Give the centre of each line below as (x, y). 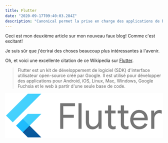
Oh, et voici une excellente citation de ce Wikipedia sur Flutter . (69, 60)
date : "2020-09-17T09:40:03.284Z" (41, 16)
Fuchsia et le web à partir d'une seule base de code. (71, 86)
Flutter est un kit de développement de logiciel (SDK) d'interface (83, 70)
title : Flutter (21, 10)
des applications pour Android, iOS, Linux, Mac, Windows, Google (85, 81)
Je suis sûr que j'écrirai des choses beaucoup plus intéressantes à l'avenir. (82, 51)
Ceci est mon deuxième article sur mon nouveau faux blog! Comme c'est (80, 36)
